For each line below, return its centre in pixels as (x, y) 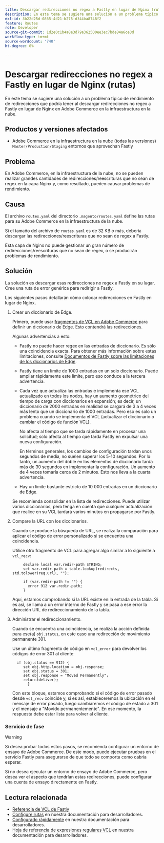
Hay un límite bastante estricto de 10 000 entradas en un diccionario (88, 486)
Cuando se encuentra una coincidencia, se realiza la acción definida (81, 628)
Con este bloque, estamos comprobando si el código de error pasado (82, 693)
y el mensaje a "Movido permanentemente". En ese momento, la (77, 709)
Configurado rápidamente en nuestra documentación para (71, 820)
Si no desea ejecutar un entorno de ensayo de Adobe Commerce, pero (76, 772)
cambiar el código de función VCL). (55, 422)
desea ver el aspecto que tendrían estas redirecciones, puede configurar (79, 777)
